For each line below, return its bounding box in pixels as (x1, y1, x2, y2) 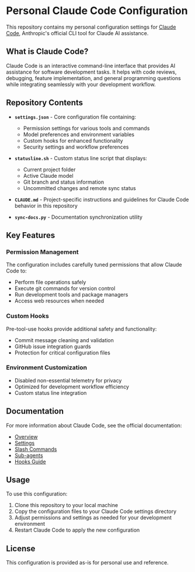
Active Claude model (23, 172, 74, 179)
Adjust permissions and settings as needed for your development (14, 514, 172, 521)
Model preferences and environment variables (23, 130, 135, 138)
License (6, 543, 36, 553)
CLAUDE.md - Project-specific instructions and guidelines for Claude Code (14, 196, 189, 203)
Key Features (6, 230, 55, 240)
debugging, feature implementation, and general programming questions (6, 74, 181, 81)
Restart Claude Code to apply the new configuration (14, 526, 140, 533)
